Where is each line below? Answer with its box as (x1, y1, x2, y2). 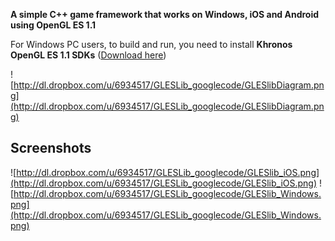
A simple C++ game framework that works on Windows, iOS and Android (10, 9, 320, 20)
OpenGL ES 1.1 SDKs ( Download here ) (10, 49, 167, 61)
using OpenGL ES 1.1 (10, 19, 97, 31)
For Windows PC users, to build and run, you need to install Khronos (10, 39, 293, 50)
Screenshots (10, 140, 92, 157)
